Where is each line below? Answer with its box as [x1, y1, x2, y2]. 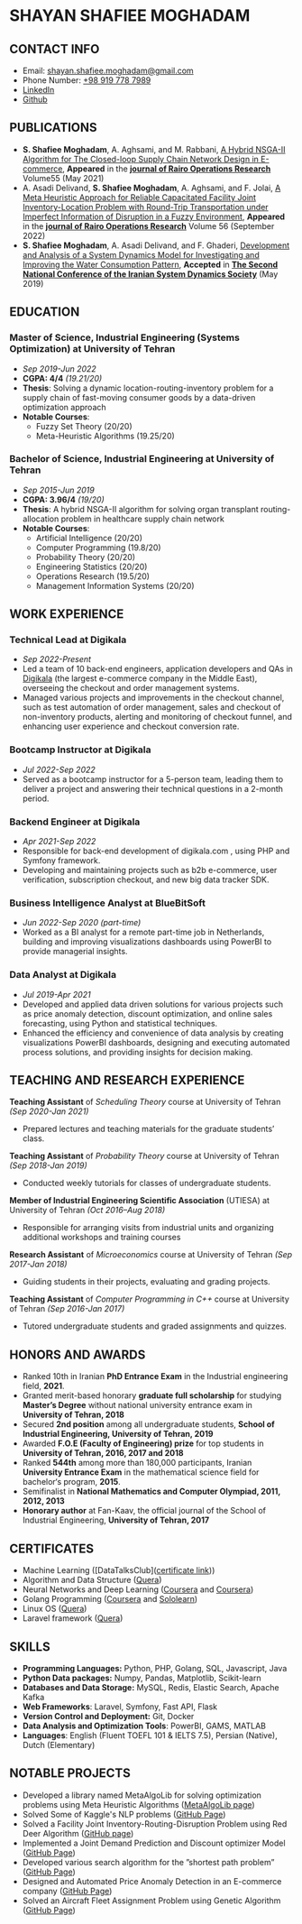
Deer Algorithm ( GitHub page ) [22, 1827, 134, 1838]
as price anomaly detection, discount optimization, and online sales [22, 1008, 273, 1019]
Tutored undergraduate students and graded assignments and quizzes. [22, 1321, 287, 1331]
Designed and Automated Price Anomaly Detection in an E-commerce [22, 1875, 282, 1886]
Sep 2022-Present [22, 654, 92, 665]
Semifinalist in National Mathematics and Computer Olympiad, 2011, [22, 1486, 281, 1497]
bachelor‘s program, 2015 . [22, 1477, 122, 1487]
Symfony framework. [22, 855, 101, 866]
